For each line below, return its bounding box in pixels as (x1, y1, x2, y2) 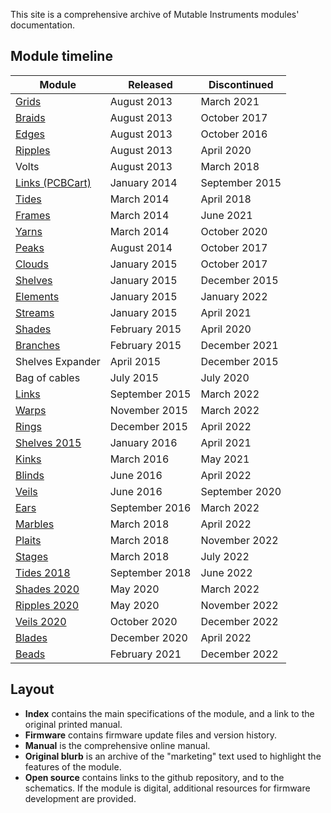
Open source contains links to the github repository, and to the (24, 771, 285, 783)
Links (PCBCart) (15, 175, 92, 189)
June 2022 (200, 565, 253, 579)
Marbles (15, 517, 55, 531)
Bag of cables (15, 370, 81, 384)
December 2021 (200, 338, 279, 352)
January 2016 (109, 435, 178, 449)
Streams (15, 305, 55, 319)
